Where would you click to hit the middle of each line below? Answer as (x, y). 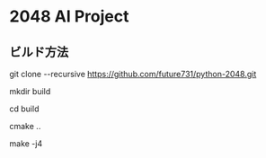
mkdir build (30, 91)
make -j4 (26, 144)
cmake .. (25, 126)
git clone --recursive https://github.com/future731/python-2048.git (133, 74)
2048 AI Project (69, 17)
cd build (24, 109)
